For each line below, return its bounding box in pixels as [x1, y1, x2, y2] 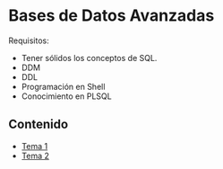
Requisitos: [8, 35, 50, 46]
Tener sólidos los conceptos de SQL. [21, 52, 158, 63]
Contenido [8, 117, 69, 132]
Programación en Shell [21, 81, 106, 92]
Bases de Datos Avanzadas [8, 5, 215, 26]
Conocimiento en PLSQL [21, 91, 113, 102]
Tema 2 [21, 150, 50, 161]
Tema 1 [21, 140, 48, 151]
